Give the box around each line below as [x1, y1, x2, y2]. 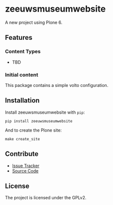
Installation [5, 96, 40, 105]
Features [5, 34, 32, 42]
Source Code [12, 168, 39, 173]
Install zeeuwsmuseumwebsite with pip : [5, 109, 85, 115]
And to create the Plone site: [5, 127, 62, 133]
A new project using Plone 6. [5, 19, 63, 25]
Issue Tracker [12, 163, 40, 169]
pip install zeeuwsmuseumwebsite [5, 119, 73, 123]
